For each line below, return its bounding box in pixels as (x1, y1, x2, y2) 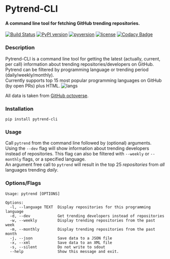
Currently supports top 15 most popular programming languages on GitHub (5, 77, 162, 83)
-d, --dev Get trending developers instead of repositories (10, 213, 165, 218)
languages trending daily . (5, 167, 59, 173)
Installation (5, 105, 34, 112)
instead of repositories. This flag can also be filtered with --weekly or (5, 151, 150, 157)
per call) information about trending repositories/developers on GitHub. (5, 61, 154, 67)
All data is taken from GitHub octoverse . (5, 92, 89, 99)
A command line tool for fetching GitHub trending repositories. (5, 20, 141, 26)
